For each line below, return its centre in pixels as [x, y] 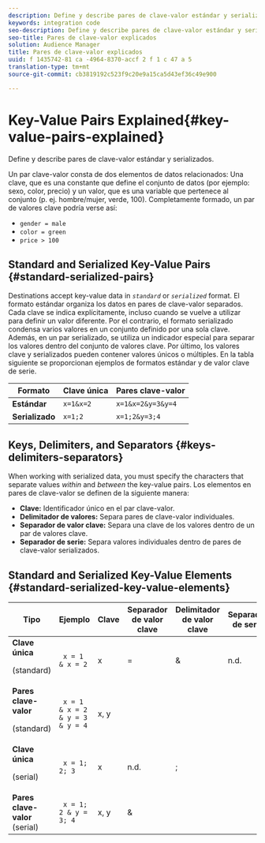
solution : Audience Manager [54, 45]
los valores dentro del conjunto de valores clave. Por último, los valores [124, 346]
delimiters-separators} [66, 457]
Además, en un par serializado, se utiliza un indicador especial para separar [131, 338]
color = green [43, 232]
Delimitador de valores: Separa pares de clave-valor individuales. [127, 517]
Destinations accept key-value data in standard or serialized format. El [124, 296]
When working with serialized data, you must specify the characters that [126, 476]
